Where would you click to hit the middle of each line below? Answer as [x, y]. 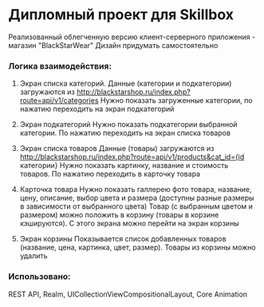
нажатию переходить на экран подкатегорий [97, 109]
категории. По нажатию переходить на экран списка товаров [125, 133]
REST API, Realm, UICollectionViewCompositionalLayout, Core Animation [128, 294]
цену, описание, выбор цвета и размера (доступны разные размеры [137, 198]
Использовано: [39, 277]
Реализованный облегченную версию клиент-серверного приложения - [132, 37]
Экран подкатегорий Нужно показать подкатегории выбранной [128, 125]
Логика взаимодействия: [60, 66]
